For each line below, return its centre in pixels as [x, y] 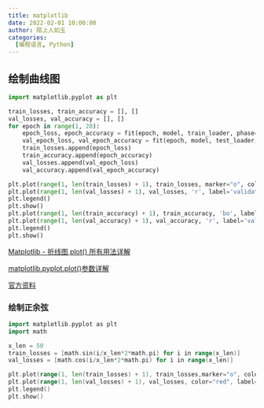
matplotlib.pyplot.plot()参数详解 [59, 268]
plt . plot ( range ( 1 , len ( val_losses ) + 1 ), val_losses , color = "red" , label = [133, 382]
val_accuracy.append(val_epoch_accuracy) [91, 170]
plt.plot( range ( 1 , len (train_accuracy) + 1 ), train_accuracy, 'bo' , [123, 213]
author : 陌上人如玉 [37, 30]
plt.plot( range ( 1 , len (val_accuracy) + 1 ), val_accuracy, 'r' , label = [126, 221]
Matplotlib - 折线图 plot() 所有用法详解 [70, 251]
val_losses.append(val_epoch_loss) [81, 162]
